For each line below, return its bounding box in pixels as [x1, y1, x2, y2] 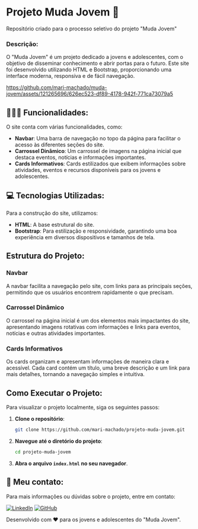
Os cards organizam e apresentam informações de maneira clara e [6, 358, 170, 365]
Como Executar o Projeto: [6, 388, 103, 398]
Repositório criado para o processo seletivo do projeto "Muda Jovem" [6, 25, 177, 32]
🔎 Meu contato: [6, 477, 64, 487]
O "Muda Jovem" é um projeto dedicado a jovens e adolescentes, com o [6, 54, 184, 61]
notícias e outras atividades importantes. [6, 330, 106, 337]
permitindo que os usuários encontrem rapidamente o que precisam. [6, 289, 174, 296]
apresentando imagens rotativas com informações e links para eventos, [6, 323, 181, 330]
